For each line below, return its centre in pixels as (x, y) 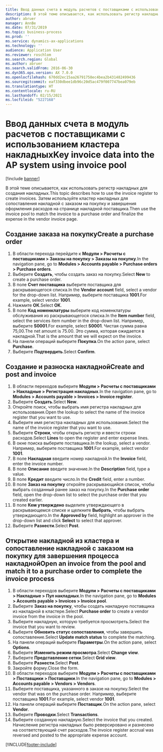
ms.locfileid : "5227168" (30, 100)
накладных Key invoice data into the (80, 155)
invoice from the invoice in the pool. (48, 616)
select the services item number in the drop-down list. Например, (78, 321)
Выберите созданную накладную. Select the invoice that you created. (83, 719)
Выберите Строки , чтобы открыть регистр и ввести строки (74, 432)
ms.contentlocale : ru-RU (30, 91)
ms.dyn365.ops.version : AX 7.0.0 (39, 73)
